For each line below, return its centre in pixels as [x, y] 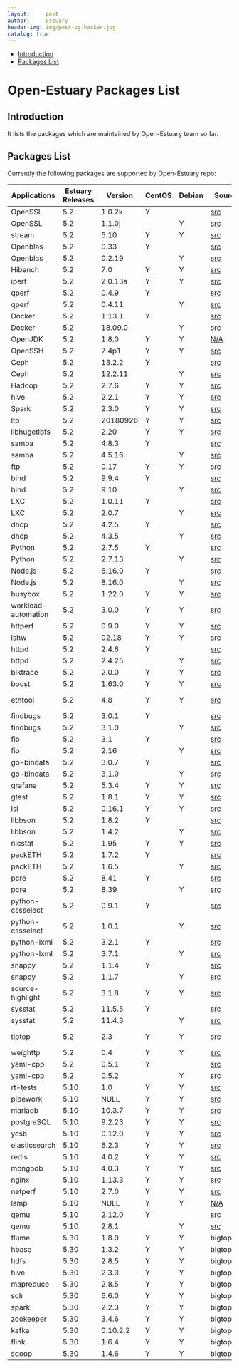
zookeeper [29, 1319]
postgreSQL [31, 1122]
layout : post [33, 14]
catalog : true [28, 34]
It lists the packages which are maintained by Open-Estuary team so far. [113, 134]
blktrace [25, 673]
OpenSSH [27, 351]
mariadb [25, 1111]
